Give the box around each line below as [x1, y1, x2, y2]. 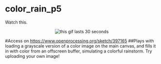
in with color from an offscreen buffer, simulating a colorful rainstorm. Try [5, 48, 152, 54]
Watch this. [5, 19, 28, 25]
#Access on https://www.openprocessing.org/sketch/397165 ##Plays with [5, 38, 154, 44]
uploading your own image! [5, 53, 60, 59]
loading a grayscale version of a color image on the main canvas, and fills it [5, 43, 156, 49]
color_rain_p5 [5, 3, 62, 14]
